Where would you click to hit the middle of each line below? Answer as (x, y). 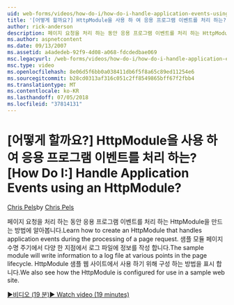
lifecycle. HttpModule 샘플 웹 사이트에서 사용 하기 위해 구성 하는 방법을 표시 (111, 263)
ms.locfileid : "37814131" (45, 104)
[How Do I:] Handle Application (98, 173)
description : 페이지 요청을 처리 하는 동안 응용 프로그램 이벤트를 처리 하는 (103, 33)
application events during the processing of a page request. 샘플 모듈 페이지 (115, 239)
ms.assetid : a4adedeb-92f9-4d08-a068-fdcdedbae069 (82, 53)
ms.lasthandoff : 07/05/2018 (48, 98)
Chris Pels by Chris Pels (41, 207)
